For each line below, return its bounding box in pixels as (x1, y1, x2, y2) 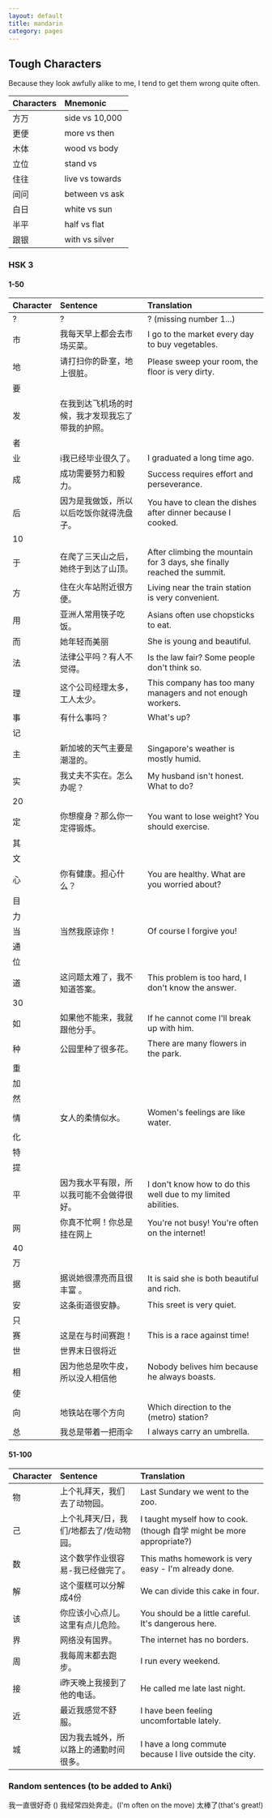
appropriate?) (140, 1535, 193, 1546)
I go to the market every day (147, 329, 255, 340)
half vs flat (64, 219, 105, 230)
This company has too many (147, 678, 255, 689)
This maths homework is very (140, 1553, 253, 1564)
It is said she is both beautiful (147, 1273, 259, 1285)
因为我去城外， (59, 1731, 117, 1743)
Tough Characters (8, 57, 102, 71)
